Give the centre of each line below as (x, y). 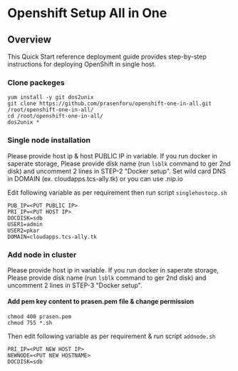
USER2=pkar (24, 230)
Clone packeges (36, 82)
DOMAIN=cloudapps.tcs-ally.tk (52, 237)
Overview (30, 40)
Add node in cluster (42, 255)
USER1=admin (25, 224)
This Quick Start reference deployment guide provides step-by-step (107, 56)
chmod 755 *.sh (30, 323)
